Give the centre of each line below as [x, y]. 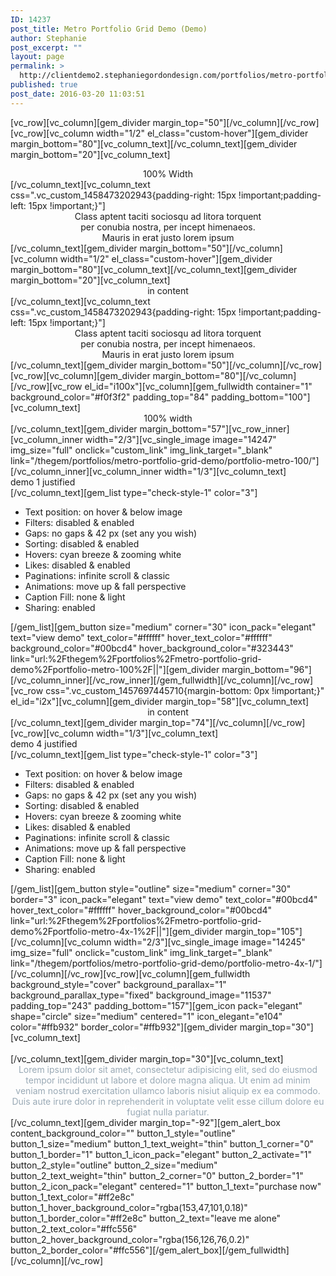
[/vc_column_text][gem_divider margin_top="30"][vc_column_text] [147, 1058]
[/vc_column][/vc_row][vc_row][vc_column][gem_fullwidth [130, 973]
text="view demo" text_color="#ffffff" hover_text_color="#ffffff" [141, 637]
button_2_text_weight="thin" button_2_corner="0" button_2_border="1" [157, 1175]
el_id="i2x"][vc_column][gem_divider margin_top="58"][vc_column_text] [160, 701]
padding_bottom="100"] [261, 397]
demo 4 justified [44, 743]
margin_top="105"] [263, 931]
